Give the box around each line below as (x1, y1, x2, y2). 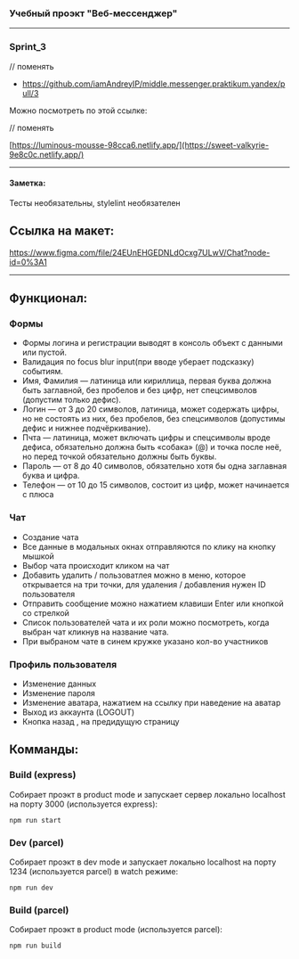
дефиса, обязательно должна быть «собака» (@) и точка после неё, (21, 442, 282, 453)
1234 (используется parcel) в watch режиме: (9, 865, 179, 876)
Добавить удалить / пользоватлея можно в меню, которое (21, 570, 246, 580)
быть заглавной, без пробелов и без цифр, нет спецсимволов (21, 385, 258, 396)
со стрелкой (21, 607, 69, 618)
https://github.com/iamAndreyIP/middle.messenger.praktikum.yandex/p (21, 78, 286, 89)
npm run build (9, 941, 62, 951)
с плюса (21, 489, 54, 500)
